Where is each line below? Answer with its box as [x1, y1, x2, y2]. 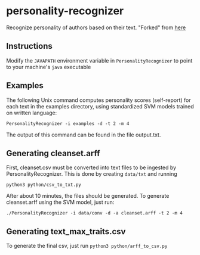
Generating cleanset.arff [6, 148, 100, 158]
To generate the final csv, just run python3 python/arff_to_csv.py [6, 242, 168, 250]
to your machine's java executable [6, 63, 91, 70]
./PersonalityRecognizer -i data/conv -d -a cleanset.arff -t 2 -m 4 [6, 210, 183, 216]
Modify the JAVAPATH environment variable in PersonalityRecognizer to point [6, 57, 193, 64]
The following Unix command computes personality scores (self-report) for [6, 97, 191, 104]
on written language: [6, 109, 57, 116]
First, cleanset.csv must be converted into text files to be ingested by [6, 164, 177, 171]
